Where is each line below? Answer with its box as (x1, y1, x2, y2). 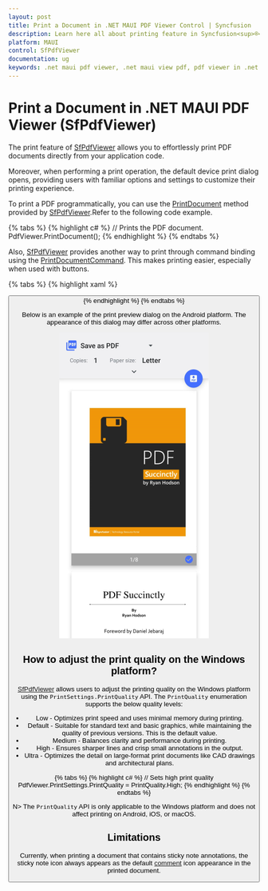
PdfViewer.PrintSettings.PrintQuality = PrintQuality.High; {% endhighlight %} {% (18, 781, 250, 789)
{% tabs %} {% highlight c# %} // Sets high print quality (54, 773, 214, 781)
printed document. (107, 866, 161, 875)
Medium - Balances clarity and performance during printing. (52, 737, 227, 745)
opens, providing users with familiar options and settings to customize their (8, 174, 256, 184)
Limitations (107, 832, 161, 844)
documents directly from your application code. (8, 150, 165, 160)
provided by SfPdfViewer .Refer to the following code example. (8, 207, 213, 217)
